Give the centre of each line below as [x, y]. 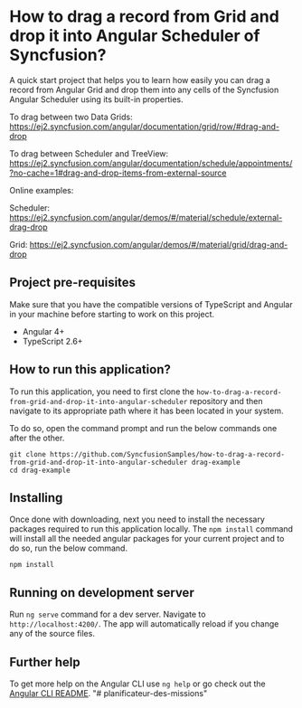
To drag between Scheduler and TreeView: [89, 153]
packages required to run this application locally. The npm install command [151, 529]
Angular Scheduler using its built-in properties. [96, 99]
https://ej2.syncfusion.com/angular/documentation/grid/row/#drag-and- [145, 126]
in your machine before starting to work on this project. [112, 314]
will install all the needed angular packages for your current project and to [147, 539]
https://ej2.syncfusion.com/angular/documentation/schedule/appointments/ [151, 163]
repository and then [226, 401]
